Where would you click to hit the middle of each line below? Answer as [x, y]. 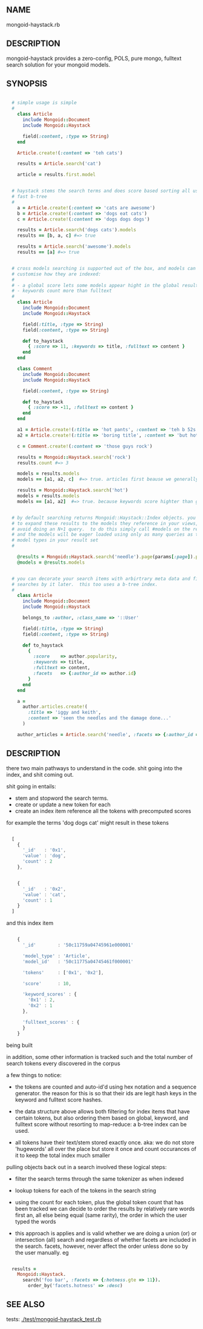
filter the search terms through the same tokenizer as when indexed [99, 1179]
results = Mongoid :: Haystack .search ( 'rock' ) [74, 457]
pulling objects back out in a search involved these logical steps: [87, 1167]
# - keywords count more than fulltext [62, 291]
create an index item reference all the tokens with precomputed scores [103, 811]
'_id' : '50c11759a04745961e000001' [78, 945]
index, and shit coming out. [40, 774]
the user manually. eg [42, 1252]
